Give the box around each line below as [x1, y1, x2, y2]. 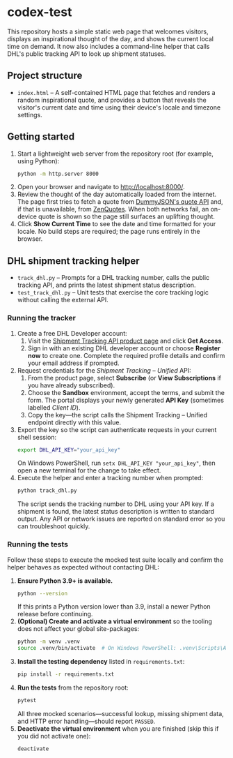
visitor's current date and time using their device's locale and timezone [17, 103, 221, 112]
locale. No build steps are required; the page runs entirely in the [17, 228, 200, 236]
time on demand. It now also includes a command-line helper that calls [7, 42, 210, 50]
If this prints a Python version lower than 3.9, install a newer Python [17, 602, 211, 611]
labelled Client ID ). [27, 403, 81, 412]
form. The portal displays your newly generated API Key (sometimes [27, 396, 225, 404]
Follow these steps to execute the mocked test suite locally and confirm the [7, 556, 224, 564]
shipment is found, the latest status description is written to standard [17, 507, 214, 516]
